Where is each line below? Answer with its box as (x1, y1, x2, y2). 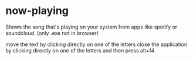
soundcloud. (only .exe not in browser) (5, 29, 99, 36)
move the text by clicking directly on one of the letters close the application (5, 41, 188, 48)
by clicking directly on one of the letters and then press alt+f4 (5, 47, 155, 54)
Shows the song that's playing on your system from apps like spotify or (5, 23, 178, 30)
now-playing (5, 4, 69, 17)
